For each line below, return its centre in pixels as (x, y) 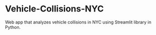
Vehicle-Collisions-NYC (54, 9)
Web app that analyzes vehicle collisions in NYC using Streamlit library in (78, 22)
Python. (13, 27)
